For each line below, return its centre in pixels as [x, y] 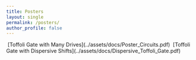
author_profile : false [34, 28]
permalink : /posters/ [33, 22]
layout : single [25, 17]
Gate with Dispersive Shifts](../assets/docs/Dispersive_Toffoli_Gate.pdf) [94, 51]
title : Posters [25, 11]
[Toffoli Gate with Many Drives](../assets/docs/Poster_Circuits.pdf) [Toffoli [99, 45]
